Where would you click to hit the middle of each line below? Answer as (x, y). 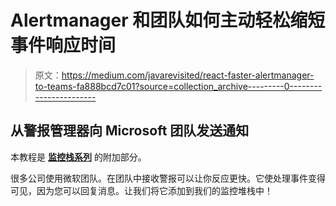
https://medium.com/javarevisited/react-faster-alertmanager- (188, 75)
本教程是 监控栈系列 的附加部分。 (78, 157)
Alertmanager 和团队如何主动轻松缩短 (168, 20)
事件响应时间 (63, 45)
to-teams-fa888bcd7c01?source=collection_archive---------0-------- (178, 86)
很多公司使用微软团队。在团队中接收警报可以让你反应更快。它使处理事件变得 (168, 178)
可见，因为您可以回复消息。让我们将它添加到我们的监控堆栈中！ (141, 190)
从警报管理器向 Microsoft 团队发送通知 (130, 131)
